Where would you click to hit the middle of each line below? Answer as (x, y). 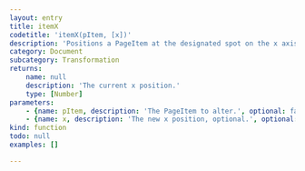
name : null (46, 77)
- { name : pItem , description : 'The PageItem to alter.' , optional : (156, 111)
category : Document (46, 52)
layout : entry (36, 18)
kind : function (38, 128)
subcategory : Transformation (64, 60)
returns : (26, 69)
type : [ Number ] (54, 94)
